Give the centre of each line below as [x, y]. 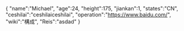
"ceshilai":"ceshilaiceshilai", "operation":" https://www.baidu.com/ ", [88, 15]
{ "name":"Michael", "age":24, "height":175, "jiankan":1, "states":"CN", [92, 8]
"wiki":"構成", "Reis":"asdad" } [43, 22]
